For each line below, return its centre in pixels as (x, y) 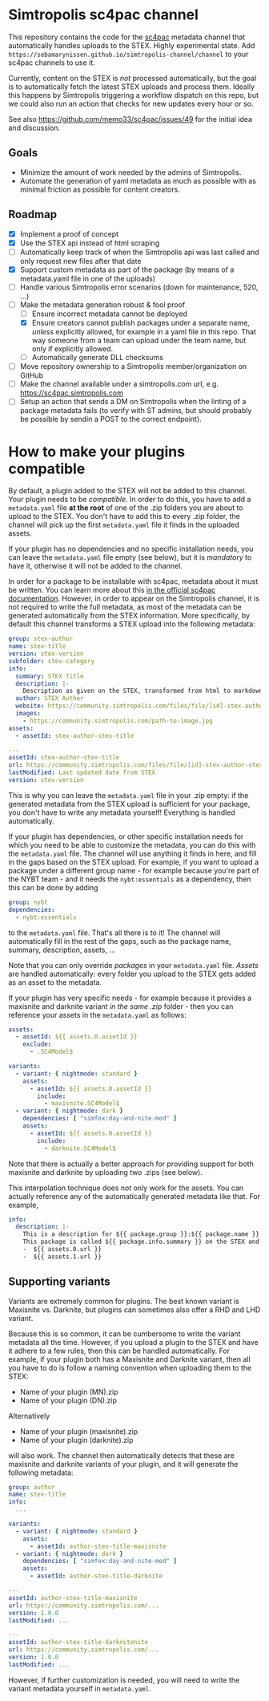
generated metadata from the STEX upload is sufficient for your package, (129, 804)
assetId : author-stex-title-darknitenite (78, 1642)
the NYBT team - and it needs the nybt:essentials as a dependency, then (130, 879)
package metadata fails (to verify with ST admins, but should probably (136, 411)
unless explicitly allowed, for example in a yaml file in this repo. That (144, 332)
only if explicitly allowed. (72, 349)
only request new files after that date (80, 261)
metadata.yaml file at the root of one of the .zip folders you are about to (126, 508)
